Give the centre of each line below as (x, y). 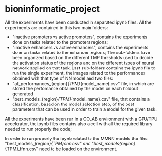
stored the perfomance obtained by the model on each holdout (75, 88)
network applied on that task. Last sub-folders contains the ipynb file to (84, 68)
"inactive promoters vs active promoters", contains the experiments (80, 37)
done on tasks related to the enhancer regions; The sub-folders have (81, 52)
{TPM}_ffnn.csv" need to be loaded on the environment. (61, 149)
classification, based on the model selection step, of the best (73, 104)
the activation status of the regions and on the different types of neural (83, 63)
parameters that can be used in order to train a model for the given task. (84, 109)
